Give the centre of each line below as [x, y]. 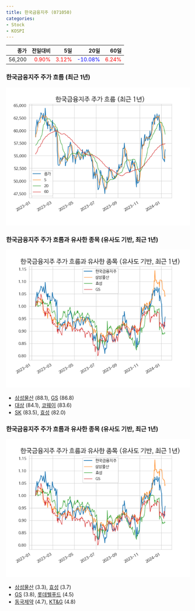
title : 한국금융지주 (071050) [39, 12]
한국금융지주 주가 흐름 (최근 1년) [48, 77]
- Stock [15, 25]
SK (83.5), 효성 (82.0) [40, 413]
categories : [20, 18]
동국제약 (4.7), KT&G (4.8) [45, 602]
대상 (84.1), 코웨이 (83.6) [43, 405]
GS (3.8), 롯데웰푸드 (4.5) [44, 595]
